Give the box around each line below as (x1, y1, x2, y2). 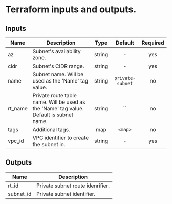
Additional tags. (32, 126, 70, 133)
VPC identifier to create (32, 134, 89, 141)
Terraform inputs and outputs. (5, 4, 137, 15)
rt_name (8, 105, 28, 112)
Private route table (32, 92, 77, 99)
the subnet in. (32, 141, 66, 148)
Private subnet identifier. (36, 190, 96, 197)
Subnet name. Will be (32, 71, 84, 78)
